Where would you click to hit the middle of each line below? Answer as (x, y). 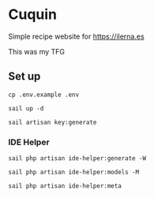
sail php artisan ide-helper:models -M (74, 172)
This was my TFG (37, 51)
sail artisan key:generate (53, 122)
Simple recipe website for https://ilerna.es (76, 36)
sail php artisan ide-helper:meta (65, 186)
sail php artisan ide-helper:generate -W (77, 159)
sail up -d (26, 108)
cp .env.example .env (44, 95)
